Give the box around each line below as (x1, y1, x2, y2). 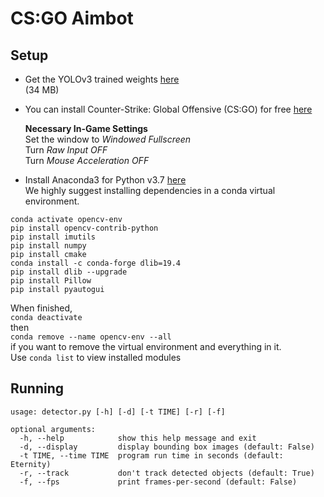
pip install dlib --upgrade (10, 267, 128, 277)
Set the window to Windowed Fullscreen (24, 133, 192, 145)
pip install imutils (10, 232, 97, 242)
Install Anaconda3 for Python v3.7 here (24, 174, 187, 186)
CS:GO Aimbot (10, 7, 134, 30)
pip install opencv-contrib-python (10, 223, 159, 233)
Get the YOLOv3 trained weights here (24, 73, 180, 85)
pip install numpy (10, 241, 87, 251)
